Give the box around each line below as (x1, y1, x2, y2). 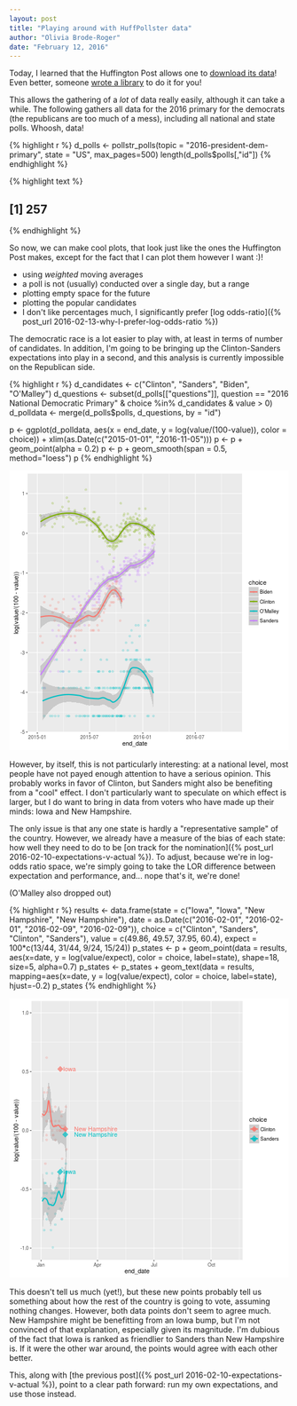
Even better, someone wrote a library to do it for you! (9, 77, 202, 88)
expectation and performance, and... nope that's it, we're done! (9, 871, 241, 881)
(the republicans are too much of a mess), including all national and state (9, 114, 276, 124)
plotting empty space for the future (21, 288, 151, 299)
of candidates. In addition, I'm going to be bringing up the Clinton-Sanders (9, 343, 281, 354)
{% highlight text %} (9, 176, 83, 186)
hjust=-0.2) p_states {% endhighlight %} (9, 981, 157, 991)
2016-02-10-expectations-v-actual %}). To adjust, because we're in (9, 852, 257, 863)
